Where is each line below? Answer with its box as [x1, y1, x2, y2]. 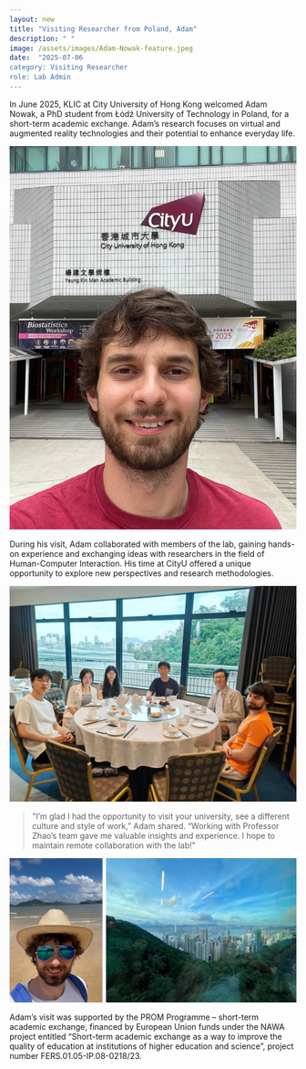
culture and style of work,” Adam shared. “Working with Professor [31, 820, 280, 831]
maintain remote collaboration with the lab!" [31, 840, 196, 851]
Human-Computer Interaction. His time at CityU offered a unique [9, 558, 252, 569]
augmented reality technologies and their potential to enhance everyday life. [9, 128, 296, 139]
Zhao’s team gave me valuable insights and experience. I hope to [31, 830, 276, 841]
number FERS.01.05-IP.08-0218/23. [9, 1051, 143, 1062]
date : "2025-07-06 [9, 53, 84, 63]
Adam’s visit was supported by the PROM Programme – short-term [9, 1011, 260, 1022]
